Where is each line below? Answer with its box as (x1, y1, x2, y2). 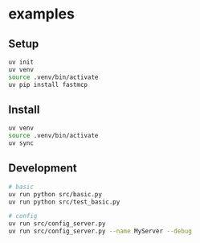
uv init (8, 58, 35, 66)
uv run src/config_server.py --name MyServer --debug (8, 227, 193, 236)
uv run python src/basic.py (8, 190, 103, 198)
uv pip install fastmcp (8, 80, 88, 89)
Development (8, 162, 78, 175)
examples (8, 5, 75, 23)
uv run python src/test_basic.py (8, 198, 120, 206)
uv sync (8, 139, 35, 147)
